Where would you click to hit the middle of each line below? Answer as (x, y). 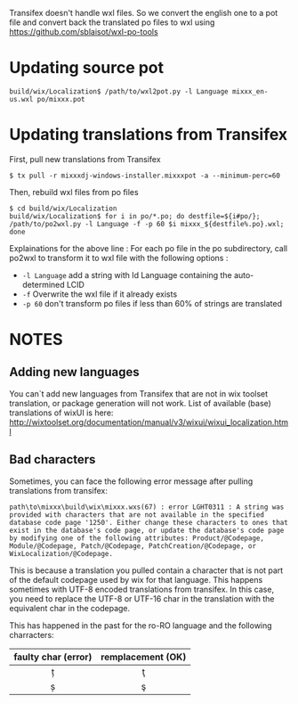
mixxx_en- (250, 91)
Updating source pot (87, 68)
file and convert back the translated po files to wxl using (112, 22)
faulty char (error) (53, 657)
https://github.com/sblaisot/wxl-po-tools (84, 32)
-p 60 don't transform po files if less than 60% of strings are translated (152, 303)
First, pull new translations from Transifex (85, 159)
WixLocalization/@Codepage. (61, 553)
